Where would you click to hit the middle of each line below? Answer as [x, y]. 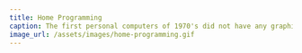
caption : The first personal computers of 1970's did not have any [138, 26]
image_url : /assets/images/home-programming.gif [102, 34]
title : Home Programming [56, 18]
